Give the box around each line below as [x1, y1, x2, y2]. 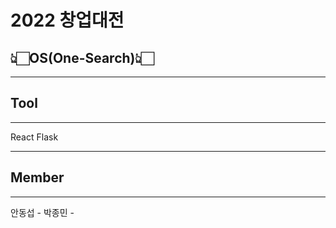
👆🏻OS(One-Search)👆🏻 [10, 49, 155, 66]
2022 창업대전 [10, 9, 125, 32]
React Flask [10, 131, 59, 143]
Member [10, 169, 65, 186]
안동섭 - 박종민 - [10, 206, 75, 218]
